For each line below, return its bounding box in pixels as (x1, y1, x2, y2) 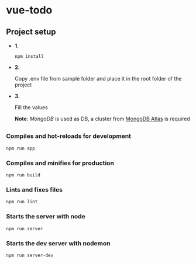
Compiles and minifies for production (6, 159, 114, 167)
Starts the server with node (6, 213, 86, 221)
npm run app (6, 145, 35, 151)
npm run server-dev (6, 252, 54, 258)
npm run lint (6, 199, 38, 205)
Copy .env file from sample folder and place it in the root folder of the (14, 75, 182, 82)
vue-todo (6, 4, 53, 17)
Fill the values (14, 104, 49, 111)
